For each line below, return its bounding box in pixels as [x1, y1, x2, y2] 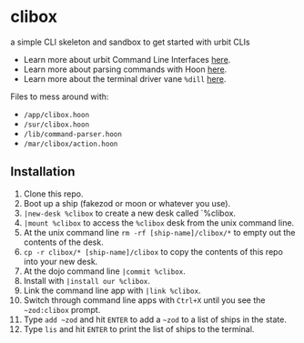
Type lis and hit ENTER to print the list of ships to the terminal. [23, 323, 255, 334]
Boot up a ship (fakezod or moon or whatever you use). [23, 197, 231, 208]
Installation [10, 164, 76, 179]
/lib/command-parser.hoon [23, 129, 122, 138]
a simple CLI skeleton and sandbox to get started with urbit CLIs [10, 36, 250, 47]
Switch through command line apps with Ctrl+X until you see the [23, 294, 266, 306]
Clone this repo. [23, 188, 84, 199]
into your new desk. [23, 256, 98, 267]
